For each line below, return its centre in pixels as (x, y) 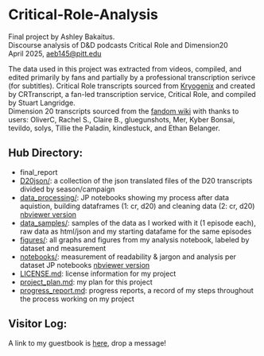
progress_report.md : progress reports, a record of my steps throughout (137, 290)
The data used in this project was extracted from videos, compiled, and (125, 68)
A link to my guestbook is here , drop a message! (87, 342)
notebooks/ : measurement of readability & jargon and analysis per (128, 257)
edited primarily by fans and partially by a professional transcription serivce (132, 77)
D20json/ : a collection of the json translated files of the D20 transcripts (136, 180)
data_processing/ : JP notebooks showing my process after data (124, 197)
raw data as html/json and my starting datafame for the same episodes (136, 231)
